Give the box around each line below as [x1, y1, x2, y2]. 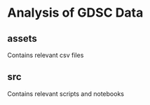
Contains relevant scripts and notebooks [7, 89, 125, 98]
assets [7, 33, 37, 45]
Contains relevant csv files [7, 51, 84, 59]
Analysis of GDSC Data [7, 5, 144, 21]
